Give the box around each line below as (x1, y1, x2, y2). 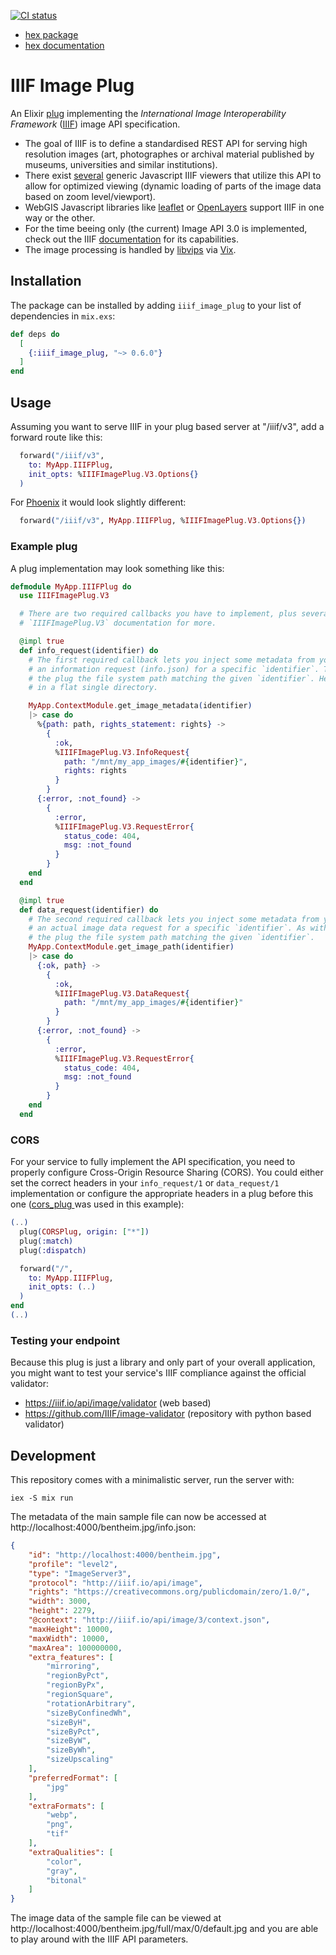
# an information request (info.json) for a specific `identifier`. (28, 664, 320, 674)
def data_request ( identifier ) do (19, 905, 159, 915)
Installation (10, 273, 82, 290)
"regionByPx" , (46, 1680, 105, 1690)
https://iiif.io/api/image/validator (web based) (24, 1397, 212, 1409)
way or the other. (24, 211, 96, 224)
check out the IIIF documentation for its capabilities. (24, 233, 239, 245)
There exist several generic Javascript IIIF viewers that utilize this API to (24, 169, 322, 181)
